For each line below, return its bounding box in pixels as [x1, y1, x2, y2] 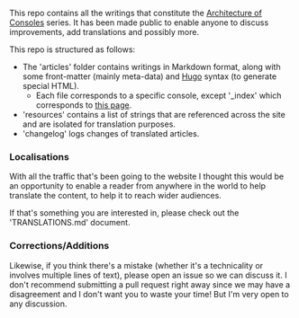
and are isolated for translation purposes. [22, 119, 176, 129]
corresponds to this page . [35, 100, 132, 110]
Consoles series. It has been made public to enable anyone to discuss [9, 17, 269, 28]
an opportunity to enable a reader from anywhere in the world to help [9, 181, 267, 191]
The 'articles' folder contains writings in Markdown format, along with [22, 62, 281, 72]
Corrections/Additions [9, 240, 110, 252]
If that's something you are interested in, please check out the [9, 208, 240, 218]
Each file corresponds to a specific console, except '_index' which [35, 90, 282, 101]
